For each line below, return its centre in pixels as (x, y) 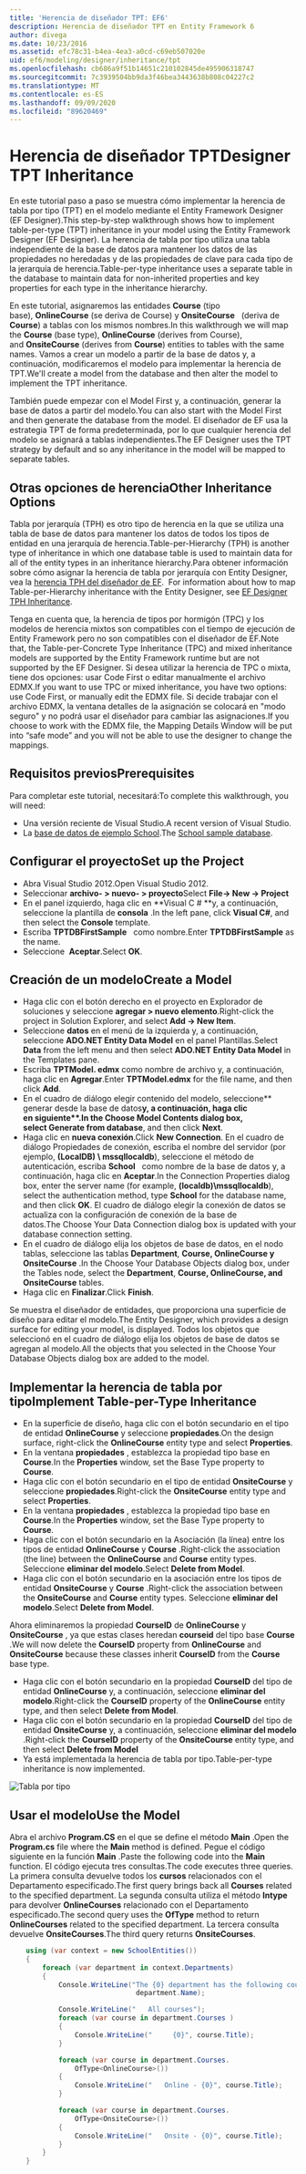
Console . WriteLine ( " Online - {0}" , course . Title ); (178, 2086)
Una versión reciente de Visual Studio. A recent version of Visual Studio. (157, 823)
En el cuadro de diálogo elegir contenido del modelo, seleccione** (147, 1099)
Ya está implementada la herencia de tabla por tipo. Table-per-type (148, 1759)
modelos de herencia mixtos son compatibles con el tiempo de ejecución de (153, 629)
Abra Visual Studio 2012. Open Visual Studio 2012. (116, 883)
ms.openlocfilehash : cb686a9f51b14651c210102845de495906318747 (132, 69)
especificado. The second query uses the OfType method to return (134, 1915)
